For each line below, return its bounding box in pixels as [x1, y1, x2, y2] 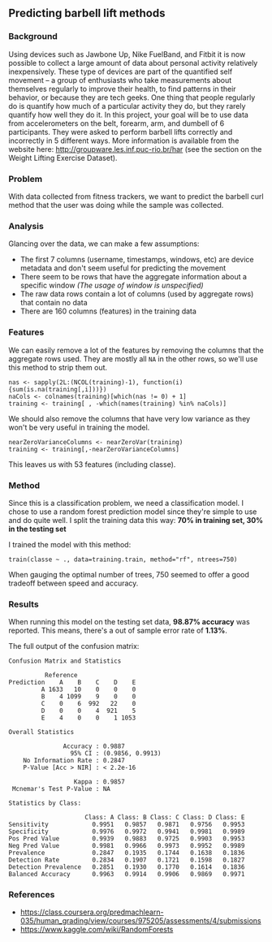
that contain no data [19, 298, 88, 308]
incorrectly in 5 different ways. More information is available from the [8, 136, 240, 145]
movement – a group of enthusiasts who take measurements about [8, 75, 232, 84]
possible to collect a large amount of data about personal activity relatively [8, 58, 258, 67]
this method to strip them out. [8, 362, 108, 372]
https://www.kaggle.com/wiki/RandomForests [19, 925, 174, 935]
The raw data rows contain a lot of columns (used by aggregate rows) [19, 289, 254, 299]
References [8, 889, 55, 901]
